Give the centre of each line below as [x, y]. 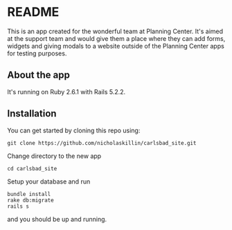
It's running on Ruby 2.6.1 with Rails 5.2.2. [66, 91]
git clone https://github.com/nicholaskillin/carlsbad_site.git [102, 143]
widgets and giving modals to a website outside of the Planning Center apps [116, 46]
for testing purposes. [37, 53]
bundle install [29, 194]
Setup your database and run [49, 182]
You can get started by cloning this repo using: [74, 130]
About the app [39, 75]
